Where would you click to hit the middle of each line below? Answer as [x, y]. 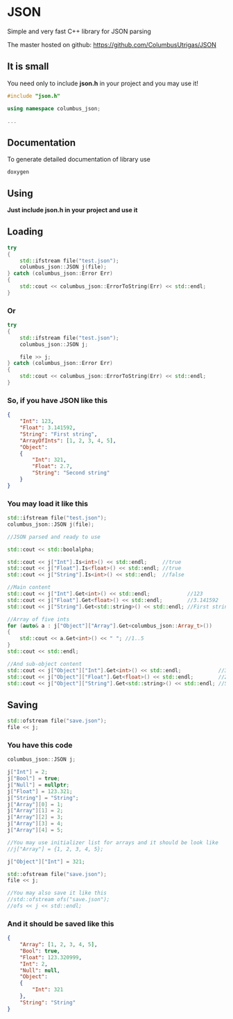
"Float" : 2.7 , [52, 466]
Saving [23, 705]
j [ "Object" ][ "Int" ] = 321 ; [46, 862]
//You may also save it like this [57, 893]
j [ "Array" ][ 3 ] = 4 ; [35, 824]
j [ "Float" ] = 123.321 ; [40, 791]
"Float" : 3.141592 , [48, 428]
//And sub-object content [44, 664]
